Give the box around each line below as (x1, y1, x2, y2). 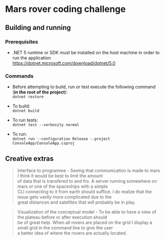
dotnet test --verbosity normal (12, 122, 79, 127)
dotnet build (12, 109, 40, 114)
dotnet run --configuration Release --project (12, 136, 110, 141)
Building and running (5, 23, 71, 32)
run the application (12, 55, 51, 61)
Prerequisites (5, 38, 38, 45)
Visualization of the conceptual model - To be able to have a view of (17, 209, 157, 215)
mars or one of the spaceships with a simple (17, 183, 108, 189)
